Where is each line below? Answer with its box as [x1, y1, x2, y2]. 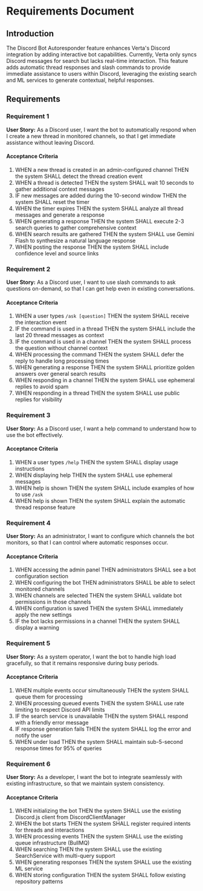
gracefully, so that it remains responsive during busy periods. [6, 659, 159, 666]
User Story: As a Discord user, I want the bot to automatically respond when [6, 126, 196, 133]
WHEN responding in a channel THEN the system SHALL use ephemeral [14, 376, 195, 384]
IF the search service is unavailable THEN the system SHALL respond [14, 712, 188, 720]
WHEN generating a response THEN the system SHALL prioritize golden [14, 364, 195, 371]
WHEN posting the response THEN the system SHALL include [14, 243, 169, 251]
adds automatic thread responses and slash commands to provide [6, 64, 171, 71]
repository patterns [14, 878, 63, 885]
